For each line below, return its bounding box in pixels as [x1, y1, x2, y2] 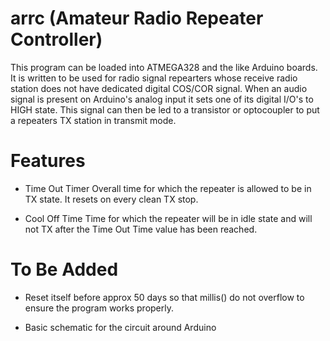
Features [10, 150, 86, 172]
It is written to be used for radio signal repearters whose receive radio [10, 72, 298, 84]
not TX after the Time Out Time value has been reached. [24, 223, 258, 235]
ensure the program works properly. [24, 302, 174, 314]
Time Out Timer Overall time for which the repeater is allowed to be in [24, 182, 312, 194]
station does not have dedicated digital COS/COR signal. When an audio [10, 82, 308, 94]
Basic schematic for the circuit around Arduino [24, 321, 217, 333]
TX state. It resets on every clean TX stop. [24, 193, 199, 205]
